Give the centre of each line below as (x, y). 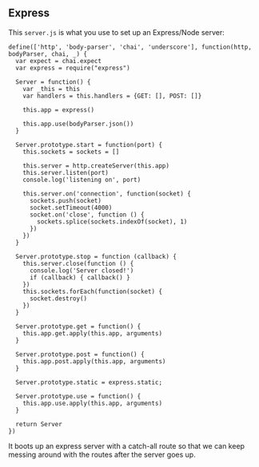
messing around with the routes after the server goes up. (102, 454)
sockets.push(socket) (66, 200)
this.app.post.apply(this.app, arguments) (94, 361)
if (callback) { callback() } (80, 277)
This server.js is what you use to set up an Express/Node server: (117, 32)
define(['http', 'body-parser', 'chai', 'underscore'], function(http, (130, 47)
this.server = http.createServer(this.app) (96, 166)
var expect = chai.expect (59, 61)
